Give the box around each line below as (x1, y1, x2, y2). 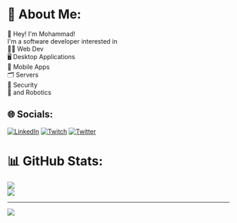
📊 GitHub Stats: (7, 153, 104, 169)
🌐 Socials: (7, 108, 54, 120)
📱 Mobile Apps (7, 63, 50, 71)
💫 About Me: (7, 6, 82, 23)
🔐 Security (7, 80, 38, 89)
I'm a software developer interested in (7, 37, 118, 45)
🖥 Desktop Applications (7, 52, 75, 60)
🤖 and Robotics (7, 88, 51, 96)
